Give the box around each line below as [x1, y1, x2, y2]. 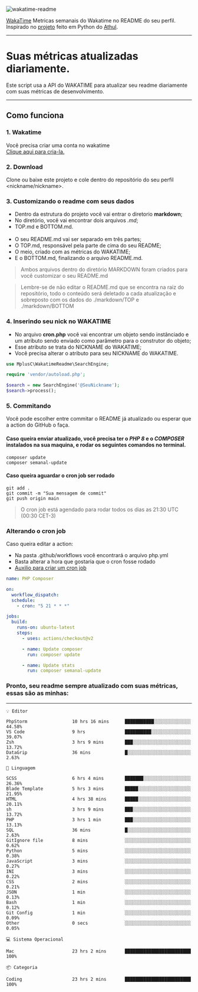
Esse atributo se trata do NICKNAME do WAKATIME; [14, 343, 142, 350]
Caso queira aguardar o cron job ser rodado [6, 472, 115, 479]
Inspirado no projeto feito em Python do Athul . [6, 24, 118, 30]
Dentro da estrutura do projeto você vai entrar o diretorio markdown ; [14, 210, 183, 218]
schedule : [11, 597, 35, 603]
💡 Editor [6, 708, 28, 714]
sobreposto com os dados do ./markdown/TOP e [20, 296, 140, 304]
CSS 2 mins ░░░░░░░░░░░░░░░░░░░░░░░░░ [6, 879, 192, 884]
